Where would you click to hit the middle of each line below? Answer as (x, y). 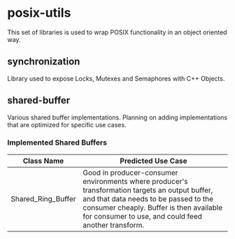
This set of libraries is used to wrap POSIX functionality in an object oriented (117, 32)
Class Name (43, 161)
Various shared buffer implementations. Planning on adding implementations (117, 117)
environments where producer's (135, 181)
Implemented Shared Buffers (57, 143)
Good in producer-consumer (130, 173)
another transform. (114, 225)
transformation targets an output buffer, (148, 190)
